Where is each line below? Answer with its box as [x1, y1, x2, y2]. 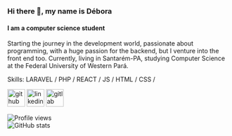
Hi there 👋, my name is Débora [7, 6, 112, 16]
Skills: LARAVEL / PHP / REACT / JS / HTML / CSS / [7, 75, 156, 83]
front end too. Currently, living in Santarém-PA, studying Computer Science [7, 54, 226, 62]
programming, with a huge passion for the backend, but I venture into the [7, 47, 219, 55]
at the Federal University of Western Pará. [7, 62, 129, 70]
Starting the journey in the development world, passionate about [7, 39, 194, 48]
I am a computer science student [7, 24, 105, 32]
